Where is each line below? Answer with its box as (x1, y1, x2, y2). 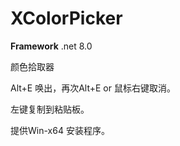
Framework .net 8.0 (10, 40, 93, 52)
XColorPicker (10, 7, 123, 30)
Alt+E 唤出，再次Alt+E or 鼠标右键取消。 (10, 82, 176, 94)
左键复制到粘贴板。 (10, 103, 90, 115)
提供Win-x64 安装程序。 (10, 124, 110, 136)
